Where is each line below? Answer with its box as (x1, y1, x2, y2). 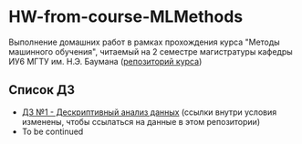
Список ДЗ (8, 82, 75, 98)
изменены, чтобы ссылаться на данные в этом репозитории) (21, 116, 261, 127)
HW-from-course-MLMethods (8, 6, 244, 27)
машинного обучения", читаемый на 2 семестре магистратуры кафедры (8, 46, 293, 57)
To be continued (21, 126, 84, 137)
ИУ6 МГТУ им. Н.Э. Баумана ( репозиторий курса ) (8, 56, 203, 67)
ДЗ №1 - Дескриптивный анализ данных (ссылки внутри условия (21, 107, 277, 118)
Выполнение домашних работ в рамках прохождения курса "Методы (8, 36, 280, 47)
